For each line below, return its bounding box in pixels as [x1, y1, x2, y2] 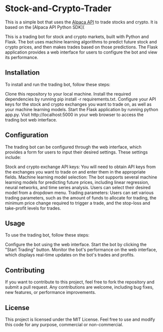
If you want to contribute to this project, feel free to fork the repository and [5, 279, 155, 285]
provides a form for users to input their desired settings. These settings [5, 149, 148, 155]
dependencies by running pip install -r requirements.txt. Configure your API [5, 96, 156, 102]
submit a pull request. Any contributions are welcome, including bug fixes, [5, 284, 154, 290]
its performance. [5, 54, 38, 60]
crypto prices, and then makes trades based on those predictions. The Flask [5, 44, 158, 50]
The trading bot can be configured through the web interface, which [5, 144, 142, 150]
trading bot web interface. [5, 117, 57, 122]
